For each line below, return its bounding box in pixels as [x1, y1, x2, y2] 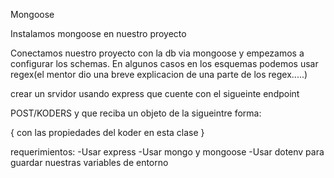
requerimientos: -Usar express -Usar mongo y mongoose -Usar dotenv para [10, 146, 325, 158]
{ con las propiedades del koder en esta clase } [10, 127, 205, 138]
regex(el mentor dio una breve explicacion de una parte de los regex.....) [10, 69, 308, 80]
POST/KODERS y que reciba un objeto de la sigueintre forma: [10, 107, 262, 119]
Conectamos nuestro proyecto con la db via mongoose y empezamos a [10, 47, 305, 59]
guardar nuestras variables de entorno [10, 157, 169, 168]
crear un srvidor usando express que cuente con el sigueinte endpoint [10, 88, 300, 99]
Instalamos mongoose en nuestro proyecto [10, 28, 187, 39]
